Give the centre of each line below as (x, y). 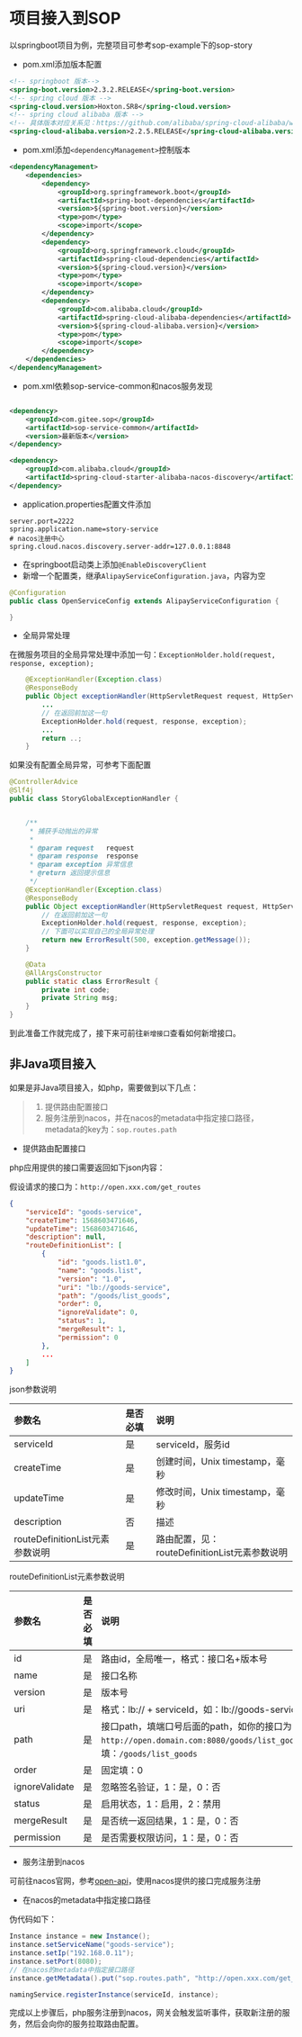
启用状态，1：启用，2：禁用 (161, 1804)
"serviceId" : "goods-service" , (84, 1212)
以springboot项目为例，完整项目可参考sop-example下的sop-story (131, 45)
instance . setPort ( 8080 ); (56, 1961)
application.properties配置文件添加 (87, 504)
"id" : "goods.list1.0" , (102, 1262)
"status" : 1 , (81, 1321)
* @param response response (84, 856)
